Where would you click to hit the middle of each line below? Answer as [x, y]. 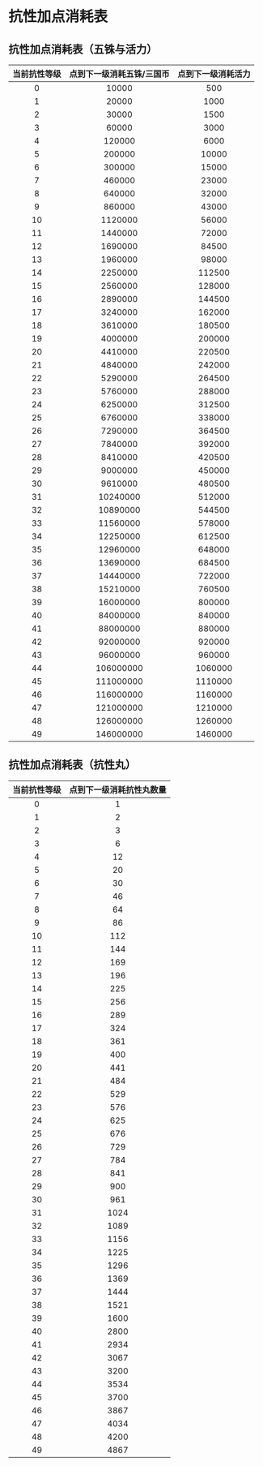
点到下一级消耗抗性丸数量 [118, 789]
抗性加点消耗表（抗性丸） [72, 765]
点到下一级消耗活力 [214, 74]
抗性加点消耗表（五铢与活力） [83, 49]
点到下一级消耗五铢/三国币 [119, 74]
